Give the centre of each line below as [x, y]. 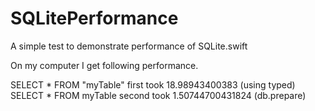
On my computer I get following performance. [104, 65]
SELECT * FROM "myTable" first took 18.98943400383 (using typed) [153, 84]
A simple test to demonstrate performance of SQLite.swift [129, 46]
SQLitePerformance [94, 18]
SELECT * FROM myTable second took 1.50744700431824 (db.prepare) [158, 95]
